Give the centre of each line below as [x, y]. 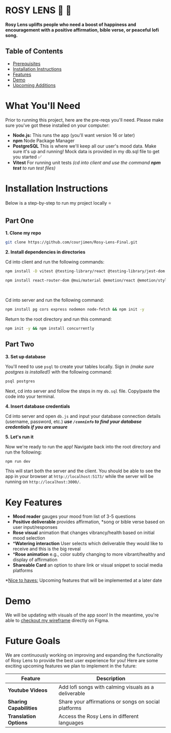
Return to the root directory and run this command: [59, 319]
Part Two [20, 344]
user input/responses [35, 527]
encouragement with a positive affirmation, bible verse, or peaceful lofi [82, 30]
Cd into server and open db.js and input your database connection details [83, 416]
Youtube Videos [28, 690]
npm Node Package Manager [44, 140]
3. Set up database [25, 356]
